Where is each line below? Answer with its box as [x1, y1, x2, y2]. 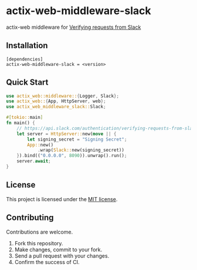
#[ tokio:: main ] [6, 115, 43, 121]
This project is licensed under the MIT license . [6, 195, 118, 202]
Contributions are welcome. [6, 228, 73, 235]
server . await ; [16, 158, 51, 164]
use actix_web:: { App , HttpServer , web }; [6, 98, 107, 104]
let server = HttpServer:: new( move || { [16, 131, 117, 136]
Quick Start [6, 78, 49, 88]
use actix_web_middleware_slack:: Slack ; [6, 104, 107, 110]
